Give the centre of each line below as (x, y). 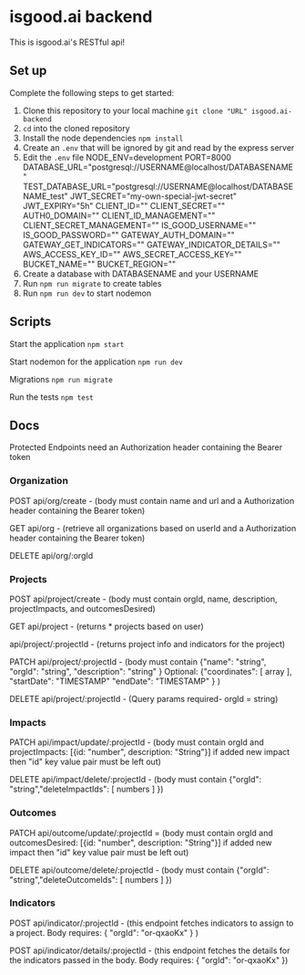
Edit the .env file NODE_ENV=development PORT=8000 (127, 157)
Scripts (30, 322)
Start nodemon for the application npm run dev (97, 362)
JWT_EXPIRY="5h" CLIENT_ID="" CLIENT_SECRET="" (124, 205)
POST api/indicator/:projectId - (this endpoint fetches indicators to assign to (152, 923)
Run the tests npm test (51, 397)
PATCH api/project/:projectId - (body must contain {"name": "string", (138, 661)
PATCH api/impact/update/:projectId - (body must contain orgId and (137, 742)
